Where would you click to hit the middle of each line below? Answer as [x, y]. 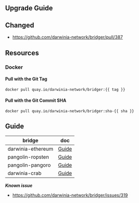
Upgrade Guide [29, 8]
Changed [20, 25]
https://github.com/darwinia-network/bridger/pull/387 [68, 37]
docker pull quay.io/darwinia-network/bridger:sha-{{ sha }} [70, 111]
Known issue [19, 185]
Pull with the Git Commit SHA [36, 101]
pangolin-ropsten [28, 157]
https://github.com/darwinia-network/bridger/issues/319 [70, 195]
